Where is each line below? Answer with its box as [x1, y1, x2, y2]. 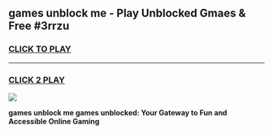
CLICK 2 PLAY [8, 74, 65, 85]
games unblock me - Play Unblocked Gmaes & [8, 6, 246, 20]
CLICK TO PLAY [8, 44, 71, 55]
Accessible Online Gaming [8, 116, 100, 126]
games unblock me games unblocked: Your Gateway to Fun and [8, 107, 227, 117]
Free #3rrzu [8, 19, 70, 33]
